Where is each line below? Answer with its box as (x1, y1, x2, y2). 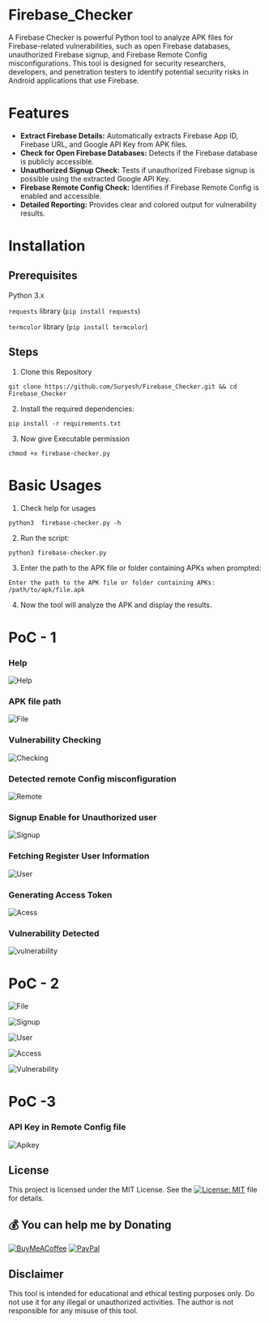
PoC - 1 (8, 628, 57, 646)
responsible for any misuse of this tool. (8, 1306, 139, 1316)
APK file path (8, 696, 62, 707)
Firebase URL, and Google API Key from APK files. (19, 139, 188, 149)
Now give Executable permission (19, 434, 130, 443)
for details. (8, 1193, 45, 1203)
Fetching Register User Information (8, 850, 150, 862)
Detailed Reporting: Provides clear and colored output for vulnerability (19, 199, 257, 209)
